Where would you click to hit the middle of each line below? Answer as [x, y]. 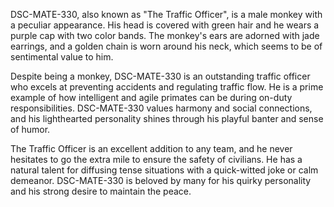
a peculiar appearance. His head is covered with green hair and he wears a [165, 25]
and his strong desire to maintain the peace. [101, 191]
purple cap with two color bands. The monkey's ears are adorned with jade [165, 35]
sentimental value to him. [62, 57]
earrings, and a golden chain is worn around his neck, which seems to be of [166, 46]
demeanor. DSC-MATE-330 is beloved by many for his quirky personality [161, 180]
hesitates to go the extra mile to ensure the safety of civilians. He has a [156, 159]
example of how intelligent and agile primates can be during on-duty [151, 97]
